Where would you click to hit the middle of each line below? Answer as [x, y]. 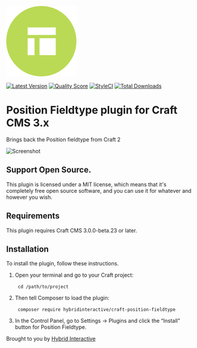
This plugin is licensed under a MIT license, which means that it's [87, 184]
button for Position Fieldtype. [50, 327]
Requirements [33, 216]
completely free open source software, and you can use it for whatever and [99, 190]
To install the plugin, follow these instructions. [63, 264]
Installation [27, 249]
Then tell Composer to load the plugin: [62, 298]
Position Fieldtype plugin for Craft [92, 110]
